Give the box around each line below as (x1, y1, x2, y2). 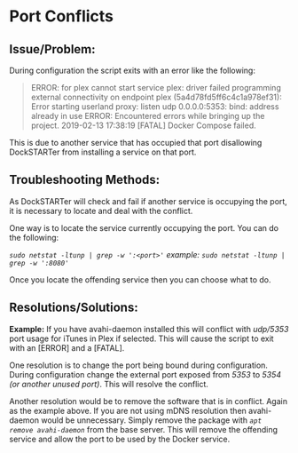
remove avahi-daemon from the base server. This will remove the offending (9, 424, 278, 434)
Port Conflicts (9, 6, 114, 27)
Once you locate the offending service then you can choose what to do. (9, 274, 272, 285)
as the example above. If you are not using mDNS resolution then (9, 405, 247, 416)
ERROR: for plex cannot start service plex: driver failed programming (30, 83, 281, 92)
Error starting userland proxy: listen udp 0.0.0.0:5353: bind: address (30, 101, 279, 112)
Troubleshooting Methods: (9, 172, 161, 187)
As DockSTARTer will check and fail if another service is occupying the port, (9, 195, 288, 206)
